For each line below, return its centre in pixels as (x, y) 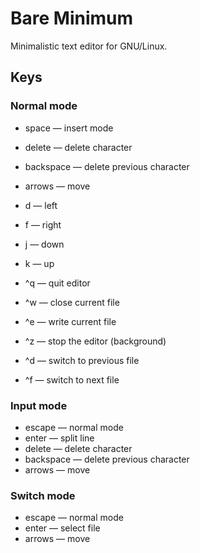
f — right (43, 224)
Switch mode (43, 495)
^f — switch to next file (72, 379)
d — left (41, 205)
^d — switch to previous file (82, 360)
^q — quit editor (57, 283)
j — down (44, 244)
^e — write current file (70, 321)
